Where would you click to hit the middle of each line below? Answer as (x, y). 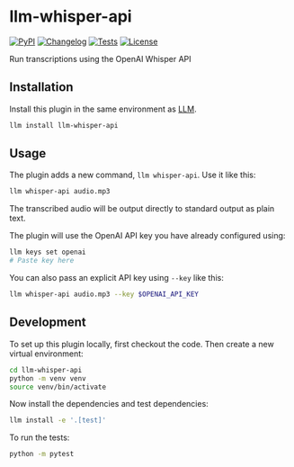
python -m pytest (42, 454)
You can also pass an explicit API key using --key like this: (117, 278)
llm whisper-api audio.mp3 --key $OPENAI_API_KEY (104, 294)
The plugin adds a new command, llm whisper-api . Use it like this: (133, 175)
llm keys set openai (48, 252)
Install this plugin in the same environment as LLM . (103, 109)
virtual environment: (46, 354)
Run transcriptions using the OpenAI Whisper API (100, 58)
